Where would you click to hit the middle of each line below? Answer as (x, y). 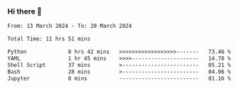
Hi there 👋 (25, 11)
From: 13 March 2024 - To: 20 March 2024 (70, 26)
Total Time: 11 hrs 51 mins (49, 39)
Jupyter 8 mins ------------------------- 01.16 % (119, 78)
